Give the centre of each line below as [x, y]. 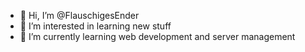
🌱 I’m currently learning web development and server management [157, 36]
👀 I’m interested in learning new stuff [95, 26]
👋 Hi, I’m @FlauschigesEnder [79, 15]
